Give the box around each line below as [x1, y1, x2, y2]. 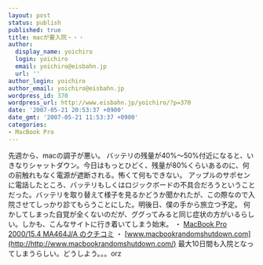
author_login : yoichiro [8, 77, 86, 85]
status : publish [8, 19, 61, 27]
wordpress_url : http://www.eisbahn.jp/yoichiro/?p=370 [8, 99, 192, 107]
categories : [8, 121, 47, 129]
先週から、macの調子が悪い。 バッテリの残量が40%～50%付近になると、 [8, 151, 247, 160]
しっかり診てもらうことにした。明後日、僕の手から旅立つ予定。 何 [35, 199, 251, 209]
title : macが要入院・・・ [8, 33, 85, 42]
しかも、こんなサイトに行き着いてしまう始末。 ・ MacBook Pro [21, 219, 228, 228]
